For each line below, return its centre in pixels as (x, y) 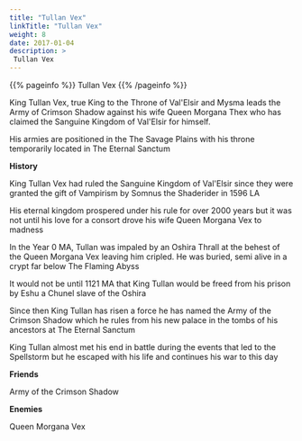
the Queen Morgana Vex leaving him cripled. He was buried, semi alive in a (148, 256)
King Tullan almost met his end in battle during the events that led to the (143, 347)
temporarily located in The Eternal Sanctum (90, 148)
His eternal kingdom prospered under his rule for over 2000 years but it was (151, 211)
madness (26, 229)
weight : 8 (28, 34)
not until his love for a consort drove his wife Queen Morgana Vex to (136, 220)
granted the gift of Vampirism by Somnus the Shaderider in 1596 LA (134, 193)
